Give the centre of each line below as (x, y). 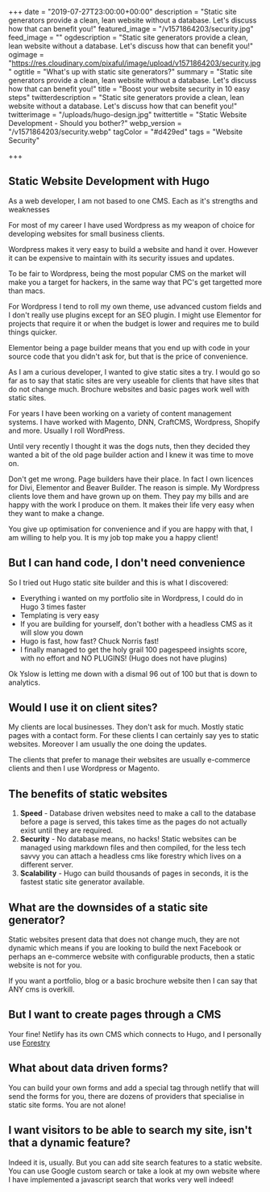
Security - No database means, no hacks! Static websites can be (128, 839)
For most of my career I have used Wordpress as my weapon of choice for (132, 225)
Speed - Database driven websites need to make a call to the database (138, 813)
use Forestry (29, 1043)
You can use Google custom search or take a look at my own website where (134, 1171)
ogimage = (26, 55)
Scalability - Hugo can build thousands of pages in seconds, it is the (134, 873)
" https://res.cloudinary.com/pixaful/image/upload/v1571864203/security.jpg (135, 63)
